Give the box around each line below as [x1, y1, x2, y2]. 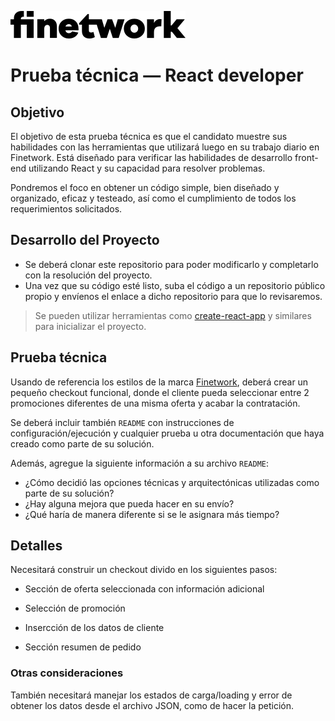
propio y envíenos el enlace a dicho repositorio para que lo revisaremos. [24, 290, 323, 302]
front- [294, 152, 319, 163]
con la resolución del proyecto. [24, 269, 153, 281]
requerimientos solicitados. [10, 203, 123, 215]
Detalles [10, 537, 63, 555]
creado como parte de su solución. [10, 437, 155, 450]
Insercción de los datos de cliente [24, 622, 165, 634]
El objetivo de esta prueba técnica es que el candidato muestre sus [10, 131, 288, 142]
